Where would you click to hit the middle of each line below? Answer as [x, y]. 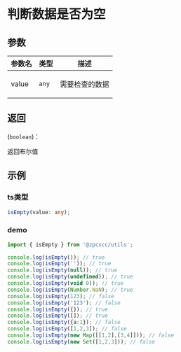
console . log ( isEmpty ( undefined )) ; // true [70, 277]
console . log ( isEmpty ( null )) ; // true [62, 270]
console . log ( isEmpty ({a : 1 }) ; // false [64, 323]
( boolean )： [24, 136]
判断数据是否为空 [57, 14]
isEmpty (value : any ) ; [39, 212]
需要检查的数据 [85, 84]
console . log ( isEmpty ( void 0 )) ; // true [66, 283]
